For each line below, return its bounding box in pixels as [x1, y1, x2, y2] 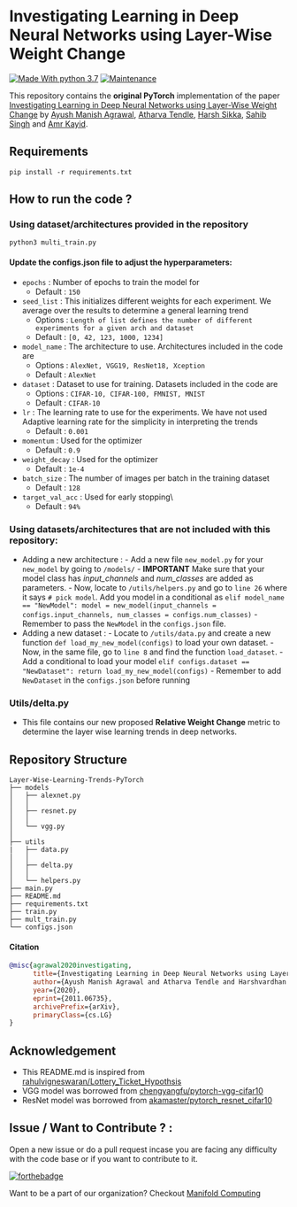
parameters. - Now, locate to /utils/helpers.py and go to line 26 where [21, 582, 287, 592]
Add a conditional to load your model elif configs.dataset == [21, 655, 250, 666]
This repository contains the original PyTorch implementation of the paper [9, 90, 280, 101]
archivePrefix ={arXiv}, [32, 1002, 121, 1011]
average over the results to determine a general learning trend [21, 305, 249, 315]
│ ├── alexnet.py [9, 791, 81, 801]
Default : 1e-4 [34, 463, 85, 474]
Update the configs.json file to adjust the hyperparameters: [9, 257, 232, 267]
